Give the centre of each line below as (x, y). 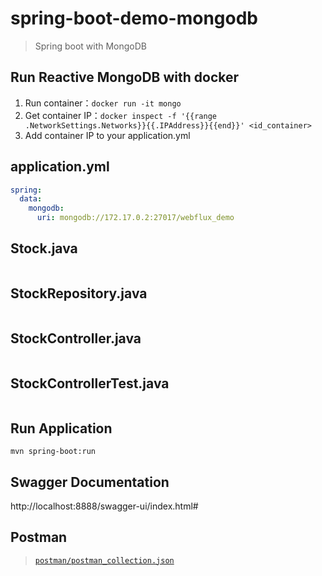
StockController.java (76, 338)
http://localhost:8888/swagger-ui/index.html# (104, 506)
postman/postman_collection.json (104, 560)
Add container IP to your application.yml (107, 135)
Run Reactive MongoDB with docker (125, 77)
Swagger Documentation (90, 482)
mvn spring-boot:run (53, 452)
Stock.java (44, 248)
